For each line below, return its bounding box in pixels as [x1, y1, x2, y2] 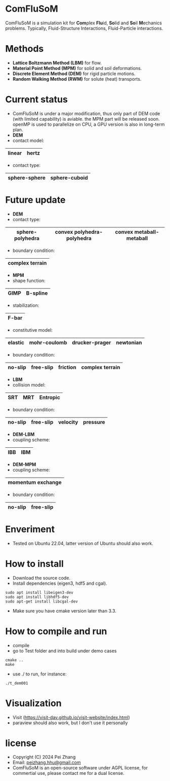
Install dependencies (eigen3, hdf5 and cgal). [12, 580, 107, 586]
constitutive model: [12, 327, 53, 333]
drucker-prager [72, 339, 111, 346]
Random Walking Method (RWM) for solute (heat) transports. [12, 76, 142, 82]
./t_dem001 [5, 681, 28, 686]
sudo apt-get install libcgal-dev [5, 599, 78, 604]
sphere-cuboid [50, 174, 88, 181]
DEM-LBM [12, 431, 35, 437]
